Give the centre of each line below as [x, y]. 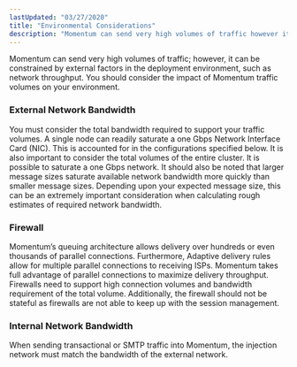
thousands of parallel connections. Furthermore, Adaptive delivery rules [140, 256]
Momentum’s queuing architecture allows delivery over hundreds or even [142, 246]
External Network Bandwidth [72, 110]
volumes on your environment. [65, 87]
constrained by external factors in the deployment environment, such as [140, 68]
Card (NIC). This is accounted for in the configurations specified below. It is [146, 148]
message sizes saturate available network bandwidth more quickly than [140, 176]
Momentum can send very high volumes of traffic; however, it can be [135, 59]
